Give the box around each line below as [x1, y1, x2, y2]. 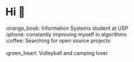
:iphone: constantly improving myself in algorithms [5, 30, 127, 37]
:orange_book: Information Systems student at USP [5, 25, 129, 32]
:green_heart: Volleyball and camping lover [5, 49, 108, 56]
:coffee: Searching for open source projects [5, 37, 111, 44]
